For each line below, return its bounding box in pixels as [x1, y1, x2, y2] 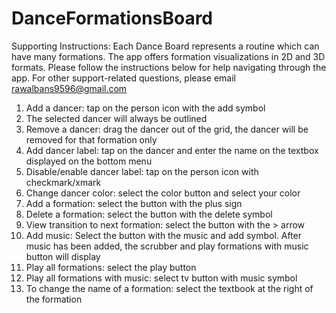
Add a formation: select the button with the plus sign [25, 197, 243, 209]
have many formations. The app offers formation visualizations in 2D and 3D [11, 50, 326, 62]
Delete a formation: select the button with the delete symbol [25, 208, 273, 220]
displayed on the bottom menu [25, 155, 153, 167]
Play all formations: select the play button [25, 261, 197, 273]
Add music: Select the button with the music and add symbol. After [25, 229, 303, 241]
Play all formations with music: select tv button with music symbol [25, 272, 298, 284]
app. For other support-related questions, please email [11, 72, 237, 84]
